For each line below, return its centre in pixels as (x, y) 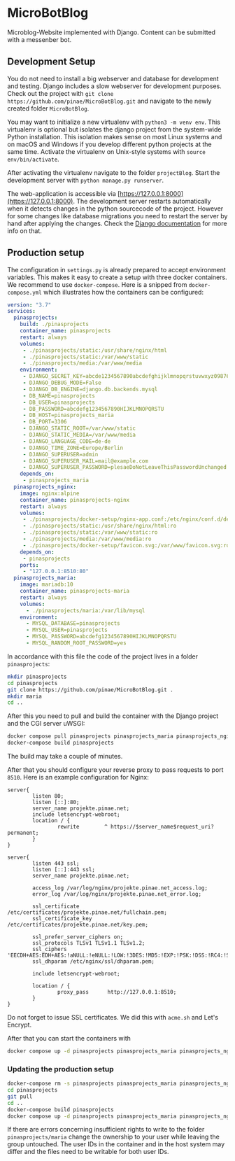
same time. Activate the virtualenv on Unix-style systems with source (107, 151)
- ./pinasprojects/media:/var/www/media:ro (87, 539)
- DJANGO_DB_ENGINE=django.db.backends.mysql (90, 389)
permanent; (23, 833)
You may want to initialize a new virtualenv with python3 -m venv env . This (114, 122)
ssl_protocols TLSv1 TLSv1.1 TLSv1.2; (89, 943)
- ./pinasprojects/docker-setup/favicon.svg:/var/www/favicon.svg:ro (126, 545)
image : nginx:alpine (50, 493)
